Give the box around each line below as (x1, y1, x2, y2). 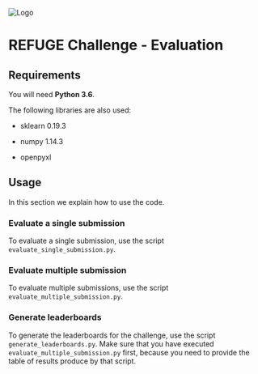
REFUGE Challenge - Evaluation (8, 36, 224, 54)
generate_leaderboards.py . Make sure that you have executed (8, 338, 214, 348)
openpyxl (19, 152, 52, 162)
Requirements (8, 68, 81, 82)
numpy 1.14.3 (19, 137, 63, 146)
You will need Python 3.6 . (8, 90, 95, 99)
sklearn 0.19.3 (19, 121, 66, 130)
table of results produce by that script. (8, 356, 136, 366)
